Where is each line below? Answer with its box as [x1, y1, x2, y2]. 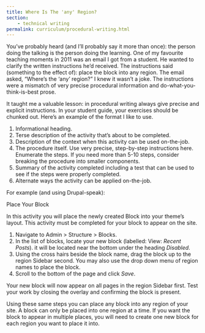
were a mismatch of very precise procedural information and [6, 82, 159, 89]
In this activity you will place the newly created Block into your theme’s [6, 212, 185, 220]
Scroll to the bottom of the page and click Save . [15, 270, 136, 277]
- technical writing [17, 20, 70, 26]
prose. [39, 88, 56, 95]
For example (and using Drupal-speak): [6, 189, 105, 196]
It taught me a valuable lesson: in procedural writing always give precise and [6, 100, 199, 108]
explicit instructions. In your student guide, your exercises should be [6, 107, 179, 114]
